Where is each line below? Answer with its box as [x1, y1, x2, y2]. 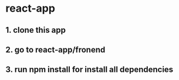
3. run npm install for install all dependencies [5, 65, 174, 75]
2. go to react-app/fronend [5, 44, 106, 54]
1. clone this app [5, 25, 66, 35]
